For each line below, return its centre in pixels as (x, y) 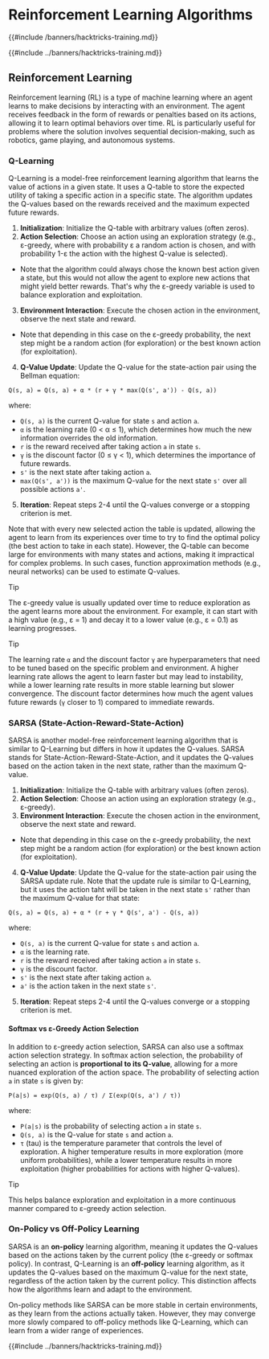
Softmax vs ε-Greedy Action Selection (73, 1028)
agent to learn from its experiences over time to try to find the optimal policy (134, 538)
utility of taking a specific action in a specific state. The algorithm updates (130, 195)
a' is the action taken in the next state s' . (88, 986)
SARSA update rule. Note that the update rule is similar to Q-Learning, (135, 881)
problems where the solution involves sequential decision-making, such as (132, 131)
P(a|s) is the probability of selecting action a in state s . (111, 1126)
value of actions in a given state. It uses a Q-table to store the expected (126, 187)
